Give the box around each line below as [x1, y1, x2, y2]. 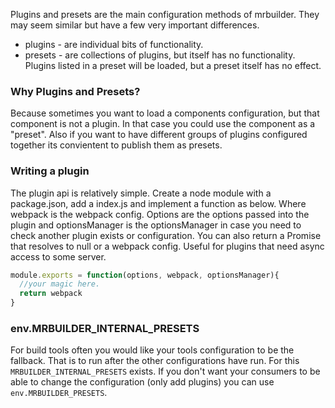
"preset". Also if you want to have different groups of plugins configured [10, 129, 308, 141]
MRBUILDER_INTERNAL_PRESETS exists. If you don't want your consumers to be [10, 365, 321, 378]
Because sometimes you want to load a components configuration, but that [10, 107, 320, 119]
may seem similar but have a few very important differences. [10, 19, 260, 31]
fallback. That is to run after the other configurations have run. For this [10, 355, 300, 367]
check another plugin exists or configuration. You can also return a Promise [10, 229, 322, 241]
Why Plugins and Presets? [10, 84, 141, 98]
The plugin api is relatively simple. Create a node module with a [10, 187, 272, 199]
